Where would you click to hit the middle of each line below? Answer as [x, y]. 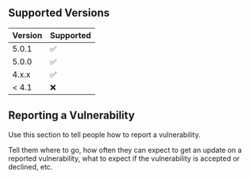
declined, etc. [31, 166]
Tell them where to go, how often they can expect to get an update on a [125, 150]
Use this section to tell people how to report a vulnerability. [104, 135]
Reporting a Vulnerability [71, 115]
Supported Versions [59, 13]
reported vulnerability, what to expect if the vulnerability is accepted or [124, 158]
